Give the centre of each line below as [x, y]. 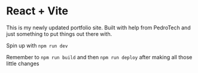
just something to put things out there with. [59, 34]
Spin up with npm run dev [37, 45]
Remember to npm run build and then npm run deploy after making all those [99, 57]
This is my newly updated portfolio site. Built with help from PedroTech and [98, 28]
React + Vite [37, 11]
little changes [23, 63]
